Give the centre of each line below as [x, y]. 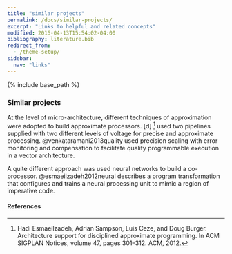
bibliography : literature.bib [51, 39]
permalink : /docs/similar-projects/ [60, 20]
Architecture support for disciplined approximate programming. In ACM [118, 235]
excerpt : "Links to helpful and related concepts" [81, 26]
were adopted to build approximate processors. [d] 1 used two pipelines [109, 125]
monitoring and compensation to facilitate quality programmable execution [113, 148]
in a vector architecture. [41, 155]
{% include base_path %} [43, 84]
